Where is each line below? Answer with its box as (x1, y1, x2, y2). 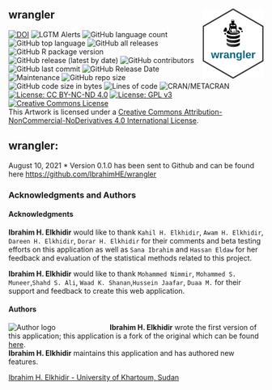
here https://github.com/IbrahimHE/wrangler (8, 169, 157, 179)
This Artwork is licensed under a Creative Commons (8, 107, 183, 117)
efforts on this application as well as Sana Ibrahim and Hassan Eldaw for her (8, 244, 258, 254)
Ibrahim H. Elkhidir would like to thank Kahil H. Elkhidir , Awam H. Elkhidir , (8, 227, 264, 237)
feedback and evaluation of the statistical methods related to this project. (8, 252, 253, 263)
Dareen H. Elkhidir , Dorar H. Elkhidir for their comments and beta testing (8, 235, 261, 245)
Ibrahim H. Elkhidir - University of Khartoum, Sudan (8, 372, 180, 382)
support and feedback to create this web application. (8, 286, 185, 295)
